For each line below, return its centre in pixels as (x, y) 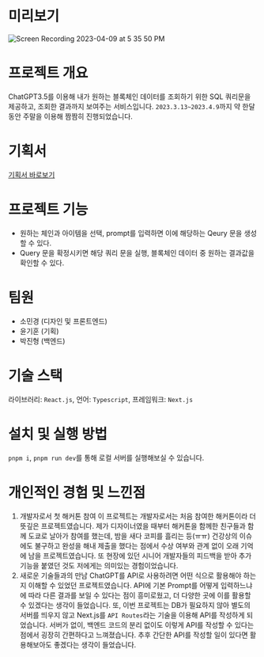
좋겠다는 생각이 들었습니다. (95, 644)
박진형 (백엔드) (42, 340)
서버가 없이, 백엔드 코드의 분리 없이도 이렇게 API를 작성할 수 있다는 (152, 625)
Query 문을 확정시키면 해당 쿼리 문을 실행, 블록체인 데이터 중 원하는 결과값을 (137, 253)
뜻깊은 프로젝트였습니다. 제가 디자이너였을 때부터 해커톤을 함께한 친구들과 (133, 526)
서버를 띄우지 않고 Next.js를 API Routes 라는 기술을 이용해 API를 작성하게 (132, 615)
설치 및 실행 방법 (58, 434)
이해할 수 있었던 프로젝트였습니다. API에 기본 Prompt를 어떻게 (123, 585)
